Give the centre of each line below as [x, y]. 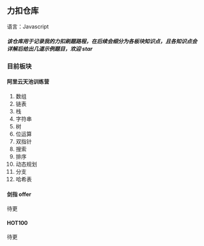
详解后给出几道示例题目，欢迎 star [50, 49]
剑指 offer [19, 194]
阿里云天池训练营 [28, 82]
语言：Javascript [28, 27]
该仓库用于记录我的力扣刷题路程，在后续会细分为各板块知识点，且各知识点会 [102, 42]
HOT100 [18, 222]
